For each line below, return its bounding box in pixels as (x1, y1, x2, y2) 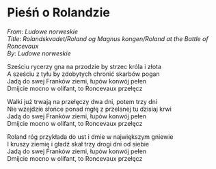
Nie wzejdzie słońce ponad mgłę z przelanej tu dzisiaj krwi (7, 105, 172, 113)
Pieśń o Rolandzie (7, 5, 111, 21)
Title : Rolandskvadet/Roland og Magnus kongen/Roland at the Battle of (7, 34, 208, 42)
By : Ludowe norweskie (7, 49, 72, 57)
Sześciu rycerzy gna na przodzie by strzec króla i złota (7, 62, 162, 70)
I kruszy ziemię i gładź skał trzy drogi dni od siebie (7, 140, 150, 148)
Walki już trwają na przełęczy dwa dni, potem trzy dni (7, 97, 158, 105)
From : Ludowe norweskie (7, 27, 79, 36)
